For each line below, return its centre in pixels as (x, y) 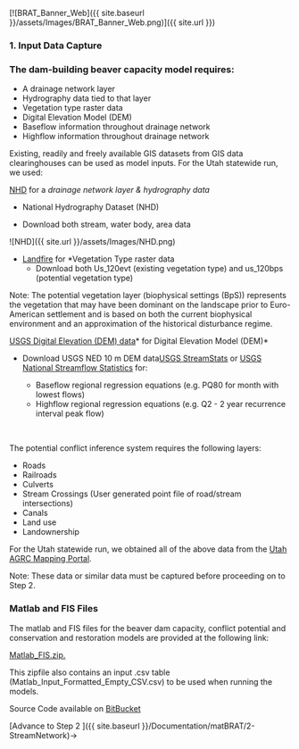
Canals (35, 513)
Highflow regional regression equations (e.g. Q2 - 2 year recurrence (161, 404)
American (27, 314)
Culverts (37, 485)
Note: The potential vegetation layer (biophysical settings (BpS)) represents (148, 295)
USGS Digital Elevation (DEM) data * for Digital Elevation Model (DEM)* (139, 341)
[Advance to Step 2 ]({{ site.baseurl (75, 726)
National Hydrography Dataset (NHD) (91, 207)
